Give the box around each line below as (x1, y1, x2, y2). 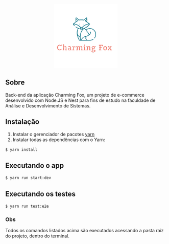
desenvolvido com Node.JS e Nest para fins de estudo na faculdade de (5, 97, 156, 103)
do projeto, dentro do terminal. (5, 233, 70, 239)
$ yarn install (5, 147, 38, 152)
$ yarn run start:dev (5, 175, 52, 181)
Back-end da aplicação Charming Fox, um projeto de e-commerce (5, 92, 144, 98)
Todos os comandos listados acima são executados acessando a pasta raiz (5, 228, 164, 234)
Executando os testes (5, 189, 76, 198)
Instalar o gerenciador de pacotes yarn (12, 131, 95, 137)
